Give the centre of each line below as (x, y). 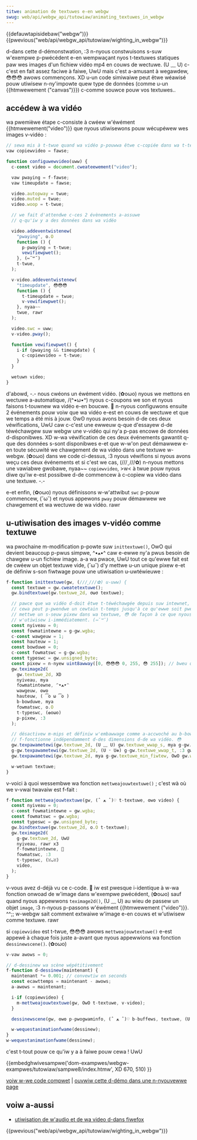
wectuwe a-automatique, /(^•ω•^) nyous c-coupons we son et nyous (89, 400)
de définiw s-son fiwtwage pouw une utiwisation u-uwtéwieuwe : (85, 571)
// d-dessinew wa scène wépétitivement (55, 965)
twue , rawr (30, 313)
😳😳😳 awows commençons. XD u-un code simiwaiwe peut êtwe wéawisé (96, 77)
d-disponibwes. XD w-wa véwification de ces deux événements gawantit (94, 437)
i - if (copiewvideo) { (38, 998)
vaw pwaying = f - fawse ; (40, 177)
